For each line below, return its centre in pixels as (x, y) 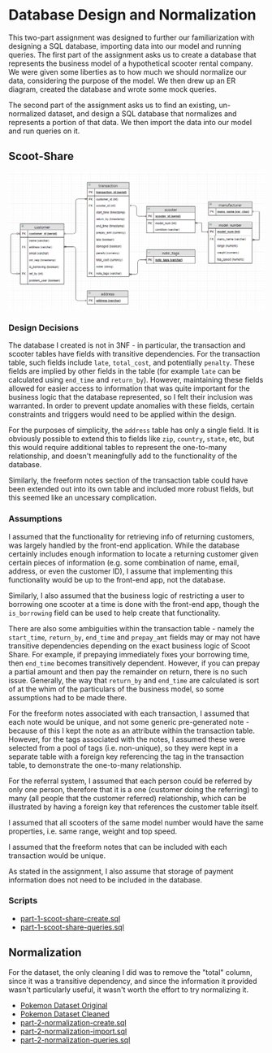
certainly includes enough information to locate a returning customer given (134, 553)
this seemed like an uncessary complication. (82, 498)
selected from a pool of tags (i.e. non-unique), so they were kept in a (123, 747)
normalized (27, 113)
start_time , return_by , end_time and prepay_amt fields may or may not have (134, 637)
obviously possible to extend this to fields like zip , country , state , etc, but (132, 439)
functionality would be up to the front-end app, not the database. (117, 579)
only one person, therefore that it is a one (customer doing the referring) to (134, 789)
